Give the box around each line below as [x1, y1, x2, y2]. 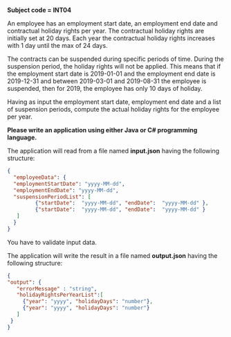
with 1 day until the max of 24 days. [7, 42, 109, 49]
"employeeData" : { [13, 173, 67, 181]
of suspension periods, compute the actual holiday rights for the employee [7, 105, 220, 113]
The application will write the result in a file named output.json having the [7, 251, 218, 259]
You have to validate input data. [7, 238, 97, 246]
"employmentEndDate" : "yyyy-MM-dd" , [13, 187, 119, 193]
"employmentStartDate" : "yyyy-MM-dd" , [13, 180, 126, 187]
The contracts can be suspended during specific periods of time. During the [7, 55, 224, 63]
